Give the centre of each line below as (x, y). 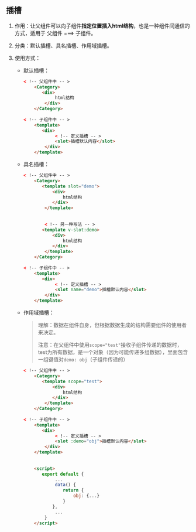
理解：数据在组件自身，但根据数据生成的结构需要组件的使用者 (112, 325)
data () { (65, 485)
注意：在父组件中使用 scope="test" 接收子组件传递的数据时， (110, 345)
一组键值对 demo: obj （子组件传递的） (83, 360)
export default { (63, 474)
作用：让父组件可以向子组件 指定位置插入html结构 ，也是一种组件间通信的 (102, 26)
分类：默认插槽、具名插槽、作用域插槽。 (63, 45)
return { (73, 490)
